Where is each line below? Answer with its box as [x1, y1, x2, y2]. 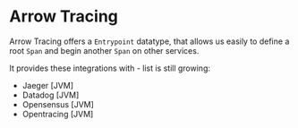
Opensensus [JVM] [21, 98, 94, 109]
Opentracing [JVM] [21, 108, 94, 119]
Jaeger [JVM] [21, 80, 74, 90]
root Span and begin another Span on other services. [9, 45, 200, 55]
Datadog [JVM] [21, 90, 80, 100]
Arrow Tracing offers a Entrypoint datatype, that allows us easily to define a [9, 36, 290, 47]
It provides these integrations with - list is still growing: [9, 63, 211, 73]
